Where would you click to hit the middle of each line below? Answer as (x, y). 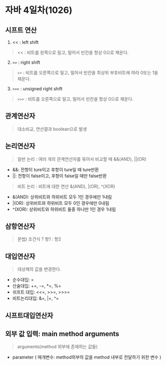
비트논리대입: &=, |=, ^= (36, 299)
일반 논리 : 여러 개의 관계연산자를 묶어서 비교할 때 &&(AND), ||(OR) (82, 159)
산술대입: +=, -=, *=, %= (37, 286)
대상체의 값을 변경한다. (39, 269)
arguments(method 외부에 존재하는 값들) (57, 347)
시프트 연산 (21, 30)
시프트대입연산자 (29, 315)
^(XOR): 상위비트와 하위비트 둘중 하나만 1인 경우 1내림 (64, 209)
